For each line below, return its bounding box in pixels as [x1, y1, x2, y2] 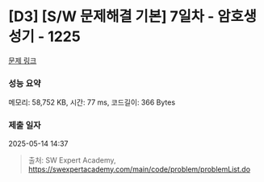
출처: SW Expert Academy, [27, 155, 116, 165]
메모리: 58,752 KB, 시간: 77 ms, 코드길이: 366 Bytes [8, 97, 176, 107]
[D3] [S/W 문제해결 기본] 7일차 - [8, 7, 215, 26]
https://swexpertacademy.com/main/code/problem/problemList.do [27, 164, 251, 174]
